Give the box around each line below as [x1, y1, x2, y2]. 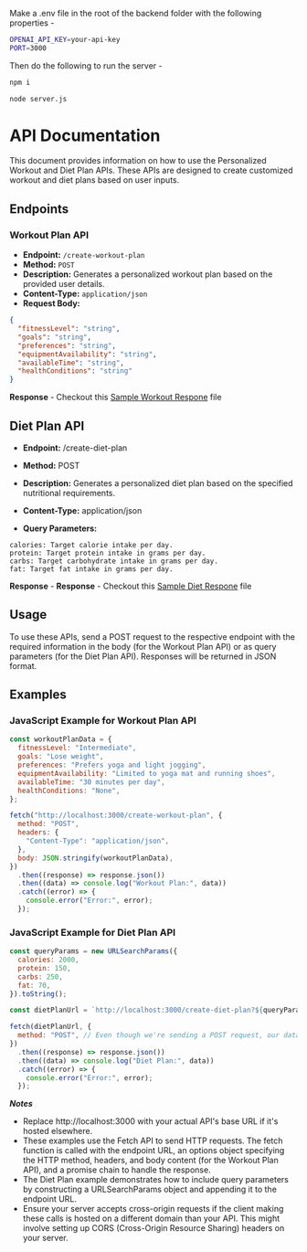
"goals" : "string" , [17, 333, 92, 342]
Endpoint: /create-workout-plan [22, 249, 145, 260]
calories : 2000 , [17, 955, 79, 965]
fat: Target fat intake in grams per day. [9, 564, 174, 574]
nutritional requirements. [22, 487, 116, 498]
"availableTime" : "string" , [17, 358, 125, 367]
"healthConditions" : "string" [17, 366, 132, 376]
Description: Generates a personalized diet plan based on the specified [22, 477, 294, 488]
